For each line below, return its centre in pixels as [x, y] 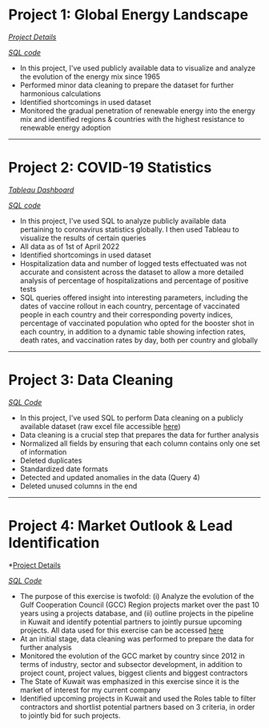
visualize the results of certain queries [83, 237]
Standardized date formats [64, 469]
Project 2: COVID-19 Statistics [110, 168]
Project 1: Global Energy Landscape [128, 15]
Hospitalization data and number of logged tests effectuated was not [133, 263]
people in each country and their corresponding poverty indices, [126, 314]
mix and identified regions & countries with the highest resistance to [132, 119]
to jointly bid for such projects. [70, 715]
